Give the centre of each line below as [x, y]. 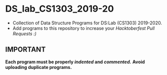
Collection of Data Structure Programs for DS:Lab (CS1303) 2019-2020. [87, 23]
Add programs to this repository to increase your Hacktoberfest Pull [83, 28]
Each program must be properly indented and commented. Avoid [75, 62]
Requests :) [24, 33]
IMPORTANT [25, 49]
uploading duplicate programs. [39, 67]
